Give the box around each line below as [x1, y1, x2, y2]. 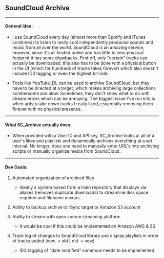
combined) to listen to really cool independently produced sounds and [12, 39, 154, 46]
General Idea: [5, 23, 33, 29]
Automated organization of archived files [12, 175, 94, 181]
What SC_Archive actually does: [5, 122, 72, 128]
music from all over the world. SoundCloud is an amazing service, [12, 45, 144, 50]
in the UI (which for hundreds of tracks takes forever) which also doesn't [12, 66, 159, 71]
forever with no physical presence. [12, 106, 82, 112]
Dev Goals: [5, 164, 28, 170]
